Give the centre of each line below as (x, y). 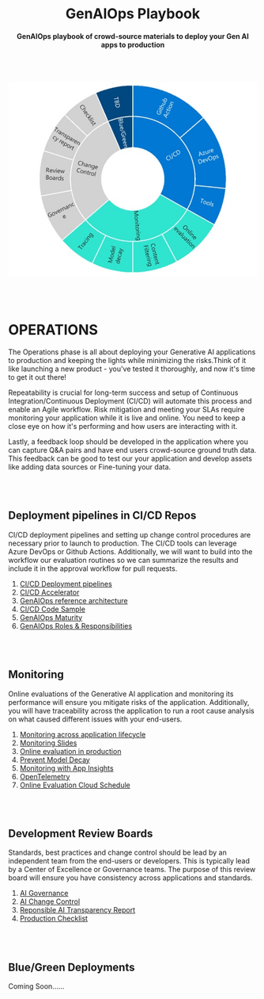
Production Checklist (54, 919)
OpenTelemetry (45, 776)
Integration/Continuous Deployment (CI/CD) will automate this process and (130, 400)
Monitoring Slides (48, 743)
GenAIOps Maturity (51, 617)
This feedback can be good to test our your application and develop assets (130, 458)
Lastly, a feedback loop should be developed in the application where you (128, 442)
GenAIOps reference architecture (74, 600)
